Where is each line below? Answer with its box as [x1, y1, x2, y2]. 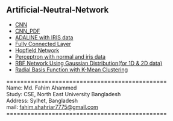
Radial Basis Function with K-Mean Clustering [14, 66, 128, 73]
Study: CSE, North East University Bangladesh [6, 90, 121, 97]
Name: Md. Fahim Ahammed [6, 84, 77, 91]
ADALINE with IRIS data [14, 33, 74, 41]
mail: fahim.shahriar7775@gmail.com [6, 103, 98, 111]
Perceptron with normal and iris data [14, 53, 106, 60]
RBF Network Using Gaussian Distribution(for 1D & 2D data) [14, 59, 163, 67]
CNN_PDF [14, 27, 40, 34]
